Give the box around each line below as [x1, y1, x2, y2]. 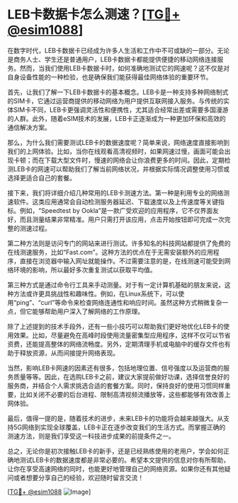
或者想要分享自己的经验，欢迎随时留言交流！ [13, 473, 144, 482]
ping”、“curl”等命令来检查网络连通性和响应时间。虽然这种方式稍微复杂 [16, 298, 222, 306]
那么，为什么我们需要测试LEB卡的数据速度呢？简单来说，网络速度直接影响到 [7, 138, 230, 146]
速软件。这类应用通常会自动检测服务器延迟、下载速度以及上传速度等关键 [7, 197, 218, 206]
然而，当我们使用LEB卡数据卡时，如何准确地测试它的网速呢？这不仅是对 [19, 64, 230, 72]
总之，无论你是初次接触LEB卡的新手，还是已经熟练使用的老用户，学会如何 [7, 446, 224, 455]
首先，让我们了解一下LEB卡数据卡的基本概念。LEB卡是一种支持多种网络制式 [7, 88, 229, 96]
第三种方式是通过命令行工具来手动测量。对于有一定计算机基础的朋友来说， [7, 280, 225, 289]
